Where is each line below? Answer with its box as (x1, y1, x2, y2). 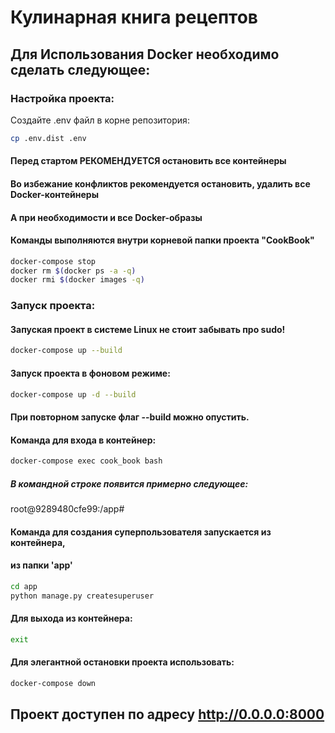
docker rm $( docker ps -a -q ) (10, 266, 137, 276)
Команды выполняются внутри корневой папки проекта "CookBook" (10, 234, 315, 246)
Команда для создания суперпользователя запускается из (10, 526, 272, 538)
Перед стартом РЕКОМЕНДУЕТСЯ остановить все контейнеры (10, 155, 287, 167)
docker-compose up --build (10, 346, 123, 356)
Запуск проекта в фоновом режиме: (10, 367, 171, 379)
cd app (10, 581, 38, 591)
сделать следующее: (10, 61, 151, 78)
